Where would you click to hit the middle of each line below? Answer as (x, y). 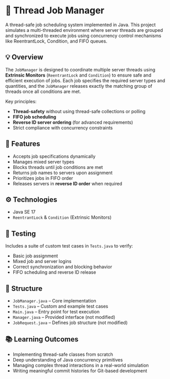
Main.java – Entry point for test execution (56, 312)
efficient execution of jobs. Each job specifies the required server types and (85, 80)
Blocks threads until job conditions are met (58, 167)
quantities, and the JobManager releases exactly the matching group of (79, 86)
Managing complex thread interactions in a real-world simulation (81, 365)
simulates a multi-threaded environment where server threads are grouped (84, 30)
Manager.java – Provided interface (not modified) (64, 317)
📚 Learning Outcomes (42, 339)
